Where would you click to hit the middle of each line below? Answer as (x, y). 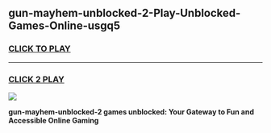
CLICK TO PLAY (40, 49)
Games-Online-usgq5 (65, 26)
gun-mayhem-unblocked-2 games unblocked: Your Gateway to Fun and (131, 111)
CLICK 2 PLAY (36, 79)
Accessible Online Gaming (54, 120)
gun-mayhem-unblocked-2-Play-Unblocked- (125, 13)
